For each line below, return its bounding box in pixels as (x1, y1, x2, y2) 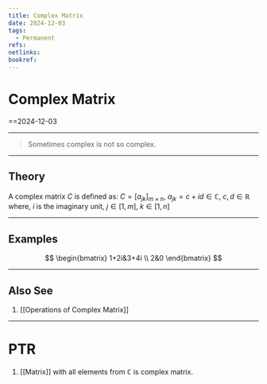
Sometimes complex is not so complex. (27, 139, 157, 149)
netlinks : (8, 48, 41, 56)
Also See (8, 284, 53, 297)
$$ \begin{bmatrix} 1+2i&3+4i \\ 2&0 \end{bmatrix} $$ (44, 254, 222, 263)
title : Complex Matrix (8, 11, 83, 20)
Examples (8, 232, 58, 246)
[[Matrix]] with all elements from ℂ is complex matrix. (19, 367, 193, 376)
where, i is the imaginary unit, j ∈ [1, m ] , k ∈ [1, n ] (8, 202, 170, 211)
